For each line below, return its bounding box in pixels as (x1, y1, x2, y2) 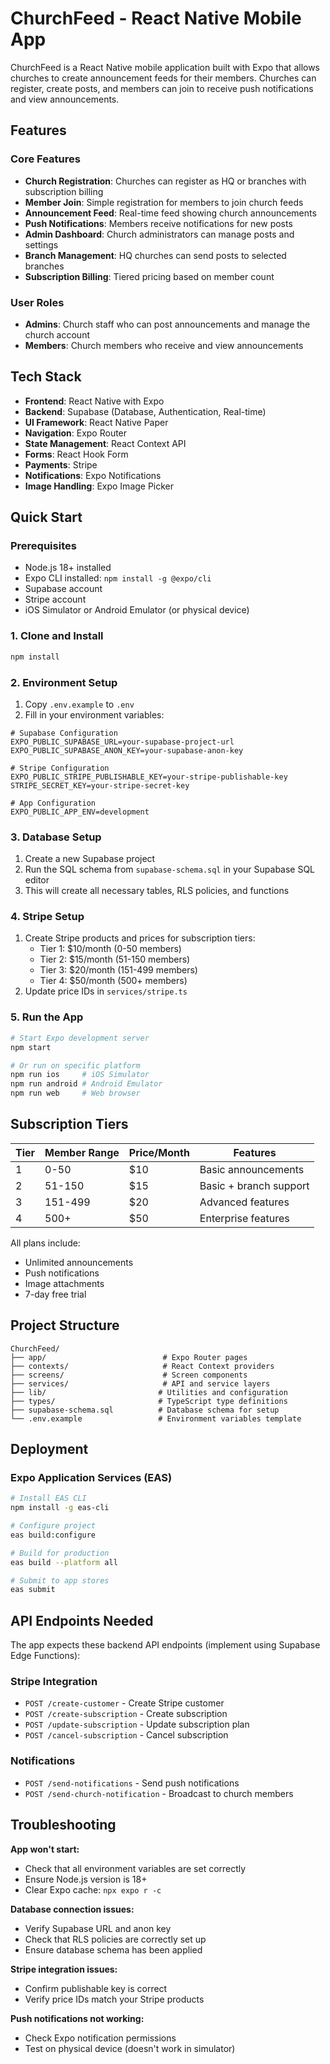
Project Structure (10, 1317, 120, 1334)
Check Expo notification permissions (24, 2032, 177, 2044)
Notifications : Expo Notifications (24, 469, 162, 481)
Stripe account (24, 593, 87, 606)
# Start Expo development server (10, 1033, 150, 1043)
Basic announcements (199, 1162, 305, 1176)
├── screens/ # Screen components (10, 1370, 248, 1380)
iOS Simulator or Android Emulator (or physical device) (24, 604, 250, 616)
